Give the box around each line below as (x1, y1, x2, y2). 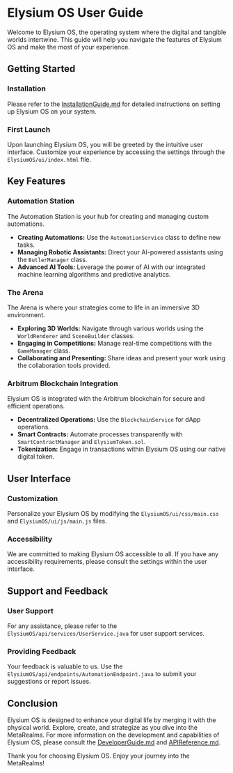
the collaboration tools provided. (17, 361, 111, 369)
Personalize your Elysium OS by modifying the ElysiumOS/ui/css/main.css (7, 509, 219, 517)
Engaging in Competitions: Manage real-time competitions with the (17, 339, 212, 347)
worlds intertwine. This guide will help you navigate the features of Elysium (7, 35, 223, 43)
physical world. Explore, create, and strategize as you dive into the (7, 723, 198, 731)
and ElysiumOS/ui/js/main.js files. (7, 516, 107, 525)
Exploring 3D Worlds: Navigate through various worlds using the (17, 324, 204, 332)
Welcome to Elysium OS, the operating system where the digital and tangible (7, 28, 227, 36)
